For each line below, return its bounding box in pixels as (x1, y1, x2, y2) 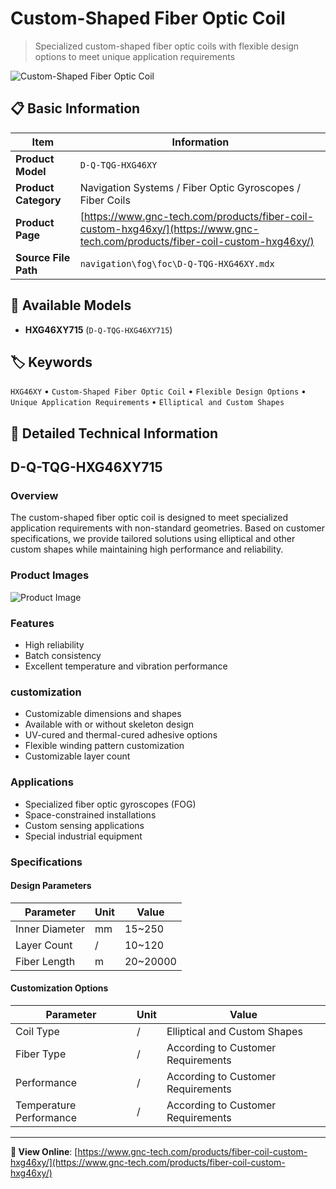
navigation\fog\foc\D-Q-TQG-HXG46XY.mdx (79, 258, 275, 269)
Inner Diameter (15, 922, 86, 936)
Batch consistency (24, 650, 102, 662)
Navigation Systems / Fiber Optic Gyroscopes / (79, 180, 301, 194)
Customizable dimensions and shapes (24, 708, 182, 720)
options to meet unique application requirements (34, 50, 236, 62)
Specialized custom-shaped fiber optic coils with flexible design (34, 40, 300, 52)
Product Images (10, 568, 90, 582)
